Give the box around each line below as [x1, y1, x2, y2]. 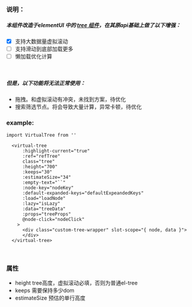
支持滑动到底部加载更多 [14, 45, 73, 52]
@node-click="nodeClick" [22, 217, 85, 223]
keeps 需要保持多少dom [14, 287, 75, 294]
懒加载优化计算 [14, 53, 52, 60]
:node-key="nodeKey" [22, 185, 74, 191]
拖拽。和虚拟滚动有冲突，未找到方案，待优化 [14, 96, 126, 103]
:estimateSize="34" [22, 175, 71, 181]
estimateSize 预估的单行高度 [14, 294, 86, 302]
